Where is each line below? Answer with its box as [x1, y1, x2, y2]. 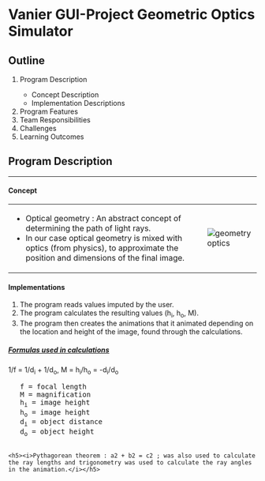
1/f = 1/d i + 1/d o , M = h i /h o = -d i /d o [8, 365, 119, 376]
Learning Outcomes [19, 132, 84, 141]
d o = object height [19, 427, 95, 438]
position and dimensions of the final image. [25, 253, 185, 264]
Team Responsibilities [19, 115, 91, 124]
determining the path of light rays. [25, 223, 151, 234]
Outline [8, 54, 45, 67]
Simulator [8, 22, 73, 40]
